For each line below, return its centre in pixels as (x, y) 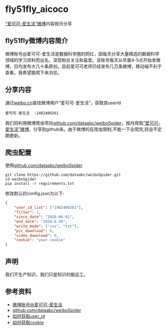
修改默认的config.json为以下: (35, 193)
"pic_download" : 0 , (34, 231)
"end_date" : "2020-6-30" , (41, 221)
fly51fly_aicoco (37, 9)
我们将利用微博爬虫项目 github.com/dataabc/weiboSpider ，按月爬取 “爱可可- (83, 123)
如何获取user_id (29, 316)
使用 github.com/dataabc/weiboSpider (44, 165)
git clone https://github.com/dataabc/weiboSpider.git (63, 175)
